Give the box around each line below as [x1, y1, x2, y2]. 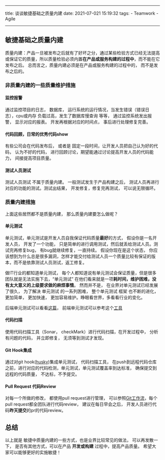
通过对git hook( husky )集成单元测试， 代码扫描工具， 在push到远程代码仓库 [5, 359, 157, 365]
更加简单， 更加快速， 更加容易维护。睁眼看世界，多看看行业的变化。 [5, 294, 145, 300]
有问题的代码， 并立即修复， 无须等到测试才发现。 [5, 335, 107, 341]
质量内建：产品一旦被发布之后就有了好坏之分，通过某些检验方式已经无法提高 [5, 50, 160, 55]
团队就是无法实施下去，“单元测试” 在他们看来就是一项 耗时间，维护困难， [5, 276, 152, 282]
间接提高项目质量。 [14, 155, 54, 161]
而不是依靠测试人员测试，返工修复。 [13, 259, 87, 265]
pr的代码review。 [30, 407, 66, 413]
